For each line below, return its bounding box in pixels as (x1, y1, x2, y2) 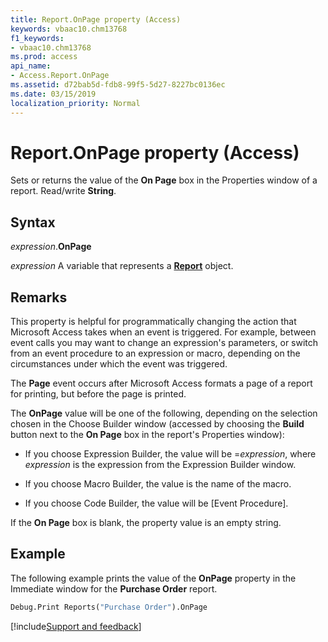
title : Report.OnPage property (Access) (10, 14, 182, 25)
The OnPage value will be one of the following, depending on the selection (10, 407, 318, 420)
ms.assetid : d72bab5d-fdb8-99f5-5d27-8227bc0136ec (10, 80, 226, 90)
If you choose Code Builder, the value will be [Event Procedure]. (24, 497, 289, 510)
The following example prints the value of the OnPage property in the (10, 572, 297, 584)
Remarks (10, 289, 68, 306)
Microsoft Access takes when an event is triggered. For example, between (10, 326, 317, 338)
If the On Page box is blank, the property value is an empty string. (10, 517, 282, 529)
